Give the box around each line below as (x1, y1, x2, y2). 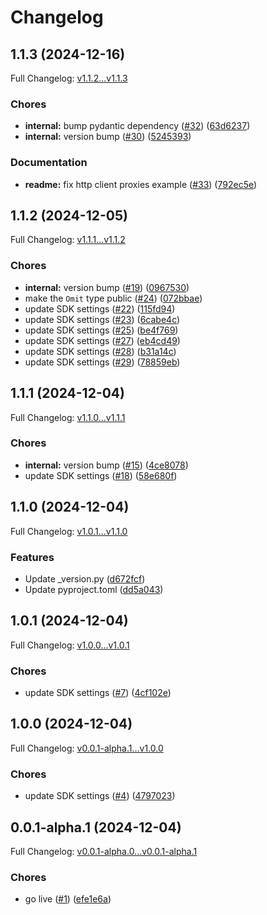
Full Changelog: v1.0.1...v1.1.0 (10, 525, 128, 537)
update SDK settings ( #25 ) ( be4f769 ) (24, 324, 179, 336)
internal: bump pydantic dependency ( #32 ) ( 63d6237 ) (24, 120, 251, 132)
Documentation (10, 156, 88, 170)
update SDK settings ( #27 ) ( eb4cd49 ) (24, 334, 181, 346)
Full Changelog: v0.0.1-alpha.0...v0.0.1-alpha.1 (10, 845, 198, 857)
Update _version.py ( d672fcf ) (24, 572, 146, 585)
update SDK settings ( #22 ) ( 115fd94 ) (24, 302, 176, 315)
